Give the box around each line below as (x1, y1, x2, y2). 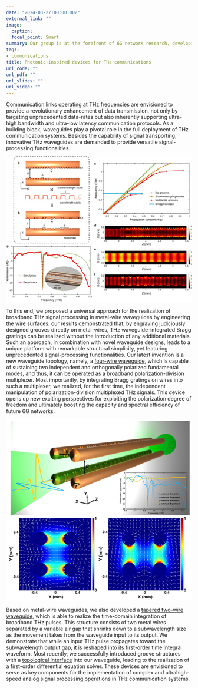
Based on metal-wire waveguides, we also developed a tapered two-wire (6, 607, 184, 614)
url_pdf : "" (6, 71, 35, 78)
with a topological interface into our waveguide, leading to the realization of (6, 657, 190, 664)
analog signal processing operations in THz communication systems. (22, 675, 190, 683)
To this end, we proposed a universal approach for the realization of (6, 307, 171, 315)
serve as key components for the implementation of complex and (6, 669, 164, 676)
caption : (11, 28, 33, 34)
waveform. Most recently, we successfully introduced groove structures (6, 650, 181, 657)
